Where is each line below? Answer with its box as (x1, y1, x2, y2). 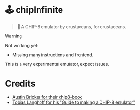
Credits (5, 79, 36, 89)
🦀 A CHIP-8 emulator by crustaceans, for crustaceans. (17, 23, 127, 30)
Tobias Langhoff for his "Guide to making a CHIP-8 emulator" (12, 99, 135, 105)
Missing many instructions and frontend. (12, 52, 94, 58)
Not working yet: (5, 42, 39, 48)
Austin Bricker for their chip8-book (12, 94, 82, 100)
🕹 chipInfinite (5, 4, 63, 16)
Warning (5, 33, 22, 39)
